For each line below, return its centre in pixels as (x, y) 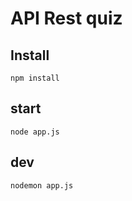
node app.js (35, 132)
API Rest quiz (66, 18)
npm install (35, 78)
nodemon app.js (42, 185)
